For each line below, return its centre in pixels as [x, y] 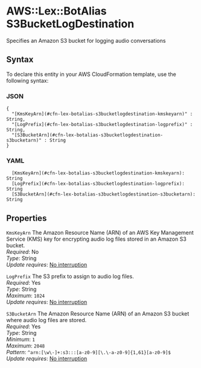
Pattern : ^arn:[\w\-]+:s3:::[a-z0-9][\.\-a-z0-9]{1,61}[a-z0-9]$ [88, 352]
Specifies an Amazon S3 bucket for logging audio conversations [86, 40]
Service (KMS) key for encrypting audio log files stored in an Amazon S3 [97, 239]
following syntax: [27, 80]
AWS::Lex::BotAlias [56, 11]
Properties [27, 218]
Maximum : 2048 [26, 346]
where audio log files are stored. [46, 320]
